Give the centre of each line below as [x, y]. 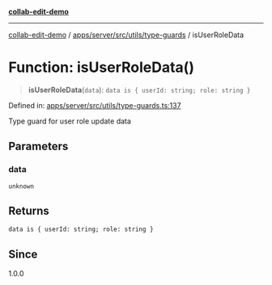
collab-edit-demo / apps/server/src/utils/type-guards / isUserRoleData [126, 35]
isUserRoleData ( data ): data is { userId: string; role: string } [139, 90]
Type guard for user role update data [70, 121]
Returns [29, 211]
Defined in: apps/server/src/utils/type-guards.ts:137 [95, 105]
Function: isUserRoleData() [101, 67]
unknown [21, 186]
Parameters [38, 147]
